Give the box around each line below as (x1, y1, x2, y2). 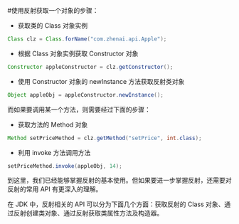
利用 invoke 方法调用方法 (17, 148, 91, 156)
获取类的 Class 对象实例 (17, 21, 87, 30)
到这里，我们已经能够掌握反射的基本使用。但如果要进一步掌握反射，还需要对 (7, 176, 232, 185)
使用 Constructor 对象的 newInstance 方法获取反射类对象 (17, 77, 185, 85)
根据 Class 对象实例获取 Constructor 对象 (17, 49, 139, 58)
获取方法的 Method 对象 (17, 120, 88, 129)
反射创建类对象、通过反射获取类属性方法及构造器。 (13, 209, 164, 218)
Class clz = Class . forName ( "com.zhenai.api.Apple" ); (7, 36, 167, 43)
